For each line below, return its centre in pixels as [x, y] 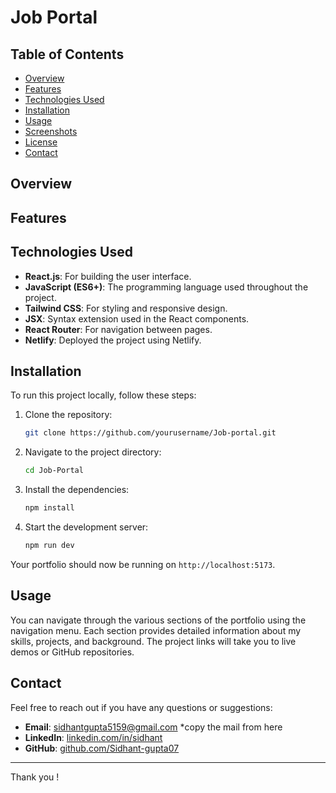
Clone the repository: [68, 415]
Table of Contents [67, 54]
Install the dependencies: [77, 490]
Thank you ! [35, 777]
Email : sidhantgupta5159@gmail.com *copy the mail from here [153, 727]
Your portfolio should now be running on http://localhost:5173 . [143, 564]
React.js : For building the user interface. [108, 276]
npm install [49, 508]
